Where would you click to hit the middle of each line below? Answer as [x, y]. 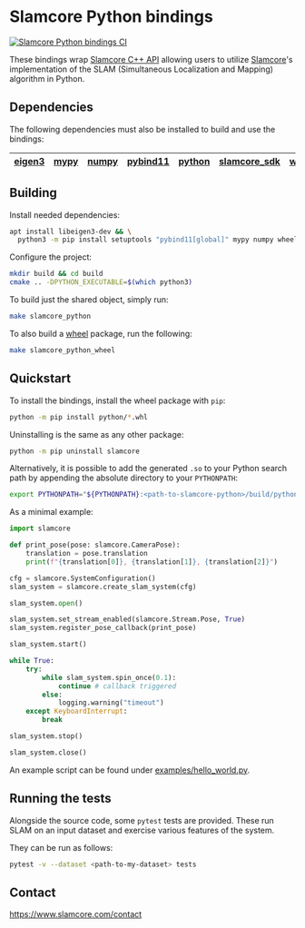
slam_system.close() [49, 752]
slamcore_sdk [250, 161]
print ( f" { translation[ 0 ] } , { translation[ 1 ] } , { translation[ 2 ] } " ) [152, 562]
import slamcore [40, 528]
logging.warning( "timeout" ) [111, 703]
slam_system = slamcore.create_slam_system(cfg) [103, 587]
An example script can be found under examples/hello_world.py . [130, 770]
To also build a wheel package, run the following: [101, 333]
